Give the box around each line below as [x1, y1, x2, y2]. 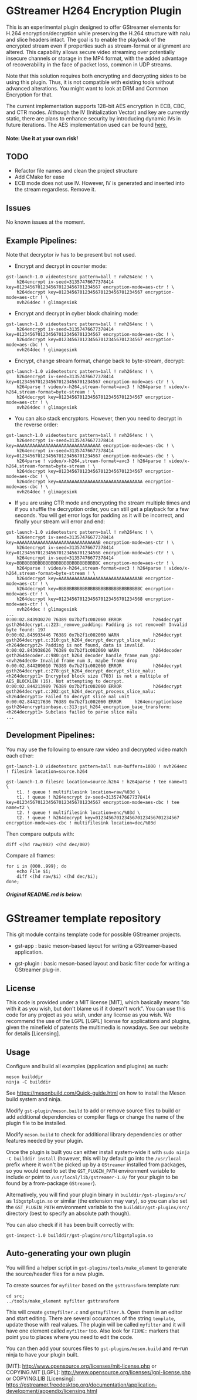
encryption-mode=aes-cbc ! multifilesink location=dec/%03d [6, 820, 157, 826]
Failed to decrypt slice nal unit [45, 694, 130, 699]
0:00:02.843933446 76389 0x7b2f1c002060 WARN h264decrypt [6, 632, 182, 638]
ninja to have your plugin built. [6, 1351, 79, 1358]
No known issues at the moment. [6, 218, 86, 226]
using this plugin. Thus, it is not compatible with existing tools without [6, 78, 174, 86]
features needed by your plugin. [6, 1137, 84, 1144]
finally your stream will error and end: [14, 518, 106, 525]
